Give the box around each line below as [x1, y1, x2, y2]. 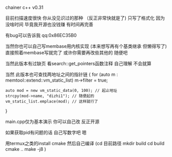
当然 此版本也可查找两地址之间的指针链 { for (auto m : [5, 71, 118, 77]
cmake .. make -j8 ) [5, 146, 46, 152]
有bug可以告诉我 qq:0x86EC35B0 [5, 32, 77, 38]
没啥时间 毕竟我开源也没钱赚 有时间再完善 [5, 22, 93, 27]
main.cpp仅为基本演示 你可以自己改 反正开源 [5, 119, 100, 125]
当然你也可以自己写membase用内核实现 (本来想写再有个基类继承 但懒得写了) [5, 43, 167, 49]
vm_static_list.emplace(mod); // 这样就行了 [5, 99, 99, 104]
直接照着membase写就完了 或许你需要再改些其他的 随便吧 [5, 50, 128, 55]
